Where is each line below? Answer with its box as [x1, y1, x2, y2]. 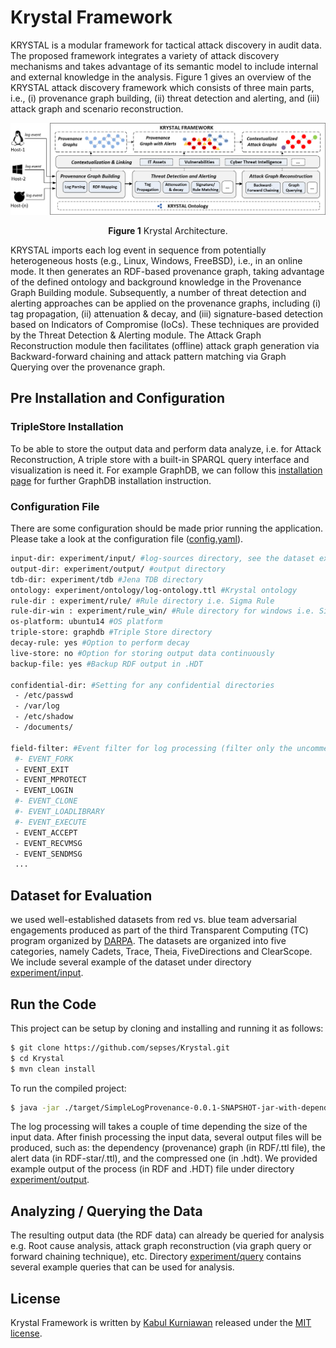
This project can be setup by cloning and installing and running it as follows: [10, 1022, 324, 1034]
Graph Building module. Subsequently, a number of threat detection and [10, 287, 307, 299]
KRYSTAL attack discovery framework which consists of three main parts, [10, 81, 315, 93]
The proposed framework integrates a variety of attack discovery [10, 49, 280, 61]
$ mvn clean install [10, 1064, 97, 1074]
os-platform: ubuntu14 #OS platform [10, 617, 163, 627]
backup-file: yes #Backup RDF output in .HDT [10, 659, 203, 669]
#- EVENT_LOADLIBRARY [14, 807, 105, 817]
